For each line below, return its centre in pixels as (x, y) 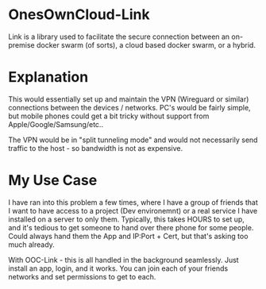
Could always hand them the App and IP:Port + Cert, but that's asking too (128, 236)
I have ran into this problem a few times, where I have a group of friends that (133, 202)
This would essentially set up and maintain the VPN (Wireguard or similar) (129, 99)
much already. (32, 245)
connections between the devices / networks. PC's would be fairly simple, (130, 107)
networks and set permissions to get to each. (82, 276)
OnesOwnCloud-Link (79, 15)
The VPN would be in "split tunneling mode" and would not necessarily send (133, 140)
